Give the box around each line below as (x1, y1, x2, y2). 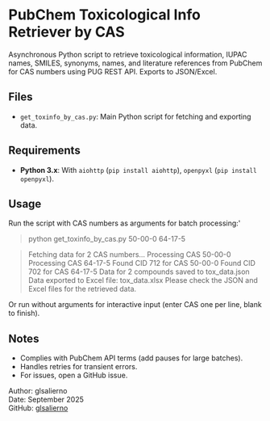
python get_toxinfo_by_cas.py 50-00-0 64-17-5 (27, 234, 186, 244)
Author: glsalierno (8, 386, 68, 396)
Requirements (8, 144, 81, 158)
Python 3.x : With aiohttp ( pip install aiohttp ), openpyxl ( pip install (19, 165, 257, 175)
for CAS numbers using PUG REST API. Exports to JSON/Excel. (8, 66, 218, 76)
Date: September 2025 (8, 394, 85, 405)
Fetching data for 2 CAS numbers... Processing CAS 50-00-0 (27, 250, 231, 259)
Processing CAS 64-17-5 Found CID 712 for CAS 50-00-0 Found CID (27, 259, 256, 268)
